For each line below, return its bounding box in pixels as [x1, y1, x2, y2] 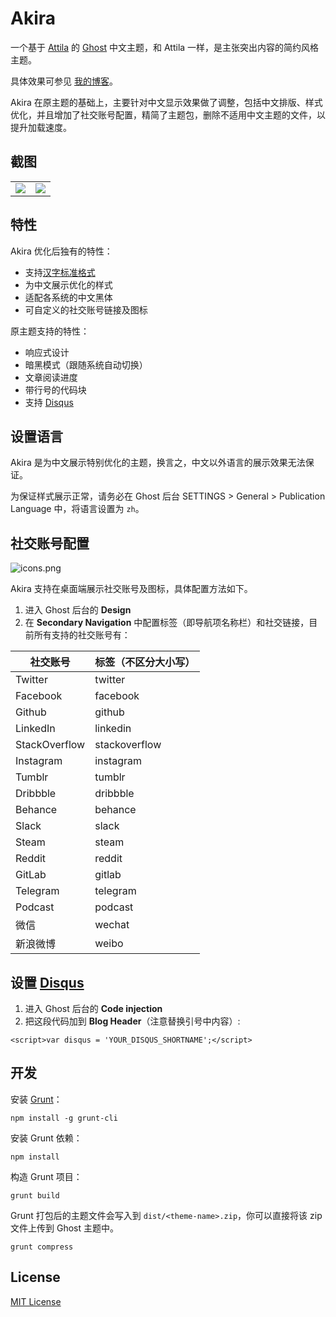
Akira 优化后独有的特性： [10, 245, 113, 257]
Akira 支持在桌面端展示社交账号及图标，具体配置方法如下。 [10, 583, 253, 595]
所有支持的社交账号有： [33, 629, 131, 641]
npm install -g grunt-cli [10, 1113, 118, 1123]
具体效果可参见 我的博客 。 [10, 75, 118, 87]
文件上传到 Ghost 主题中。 [10, 1222, 119, 1234]
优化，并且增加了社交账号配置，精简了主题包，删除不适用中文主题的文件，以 [10, 108, 326, 121]
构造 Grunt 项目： [10, 1170, 83, 1182]
